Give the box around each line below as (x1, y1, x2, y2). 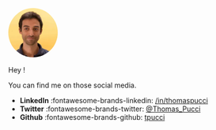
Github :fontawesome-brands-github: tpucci (19, 113, 165, 121)
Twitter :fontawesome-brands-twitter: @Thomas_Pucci (19, 104, 201, 113)
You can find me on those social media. (8, 80, 137, 90)
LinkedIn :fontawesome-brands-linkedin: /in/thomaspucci (19, 96, 208, 105)
